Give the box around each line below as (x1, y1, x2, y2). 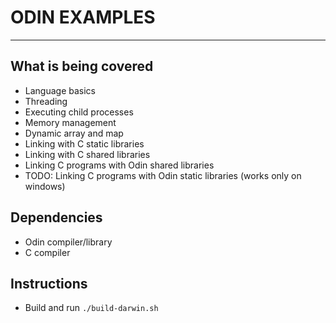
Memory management (24, 116, 117, 128)
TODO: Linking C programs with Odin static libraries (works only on (24, 169, 302, 181)
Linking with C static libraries (24, 137, 145, 150)
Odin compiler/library (24, 236, 113, 248)
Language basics (24, 84, 96, 96)
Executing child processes (24, 106, 134, 118)
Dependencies (10, 209, 103, 226)
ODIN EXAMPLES (10, 6, 156, 29)
